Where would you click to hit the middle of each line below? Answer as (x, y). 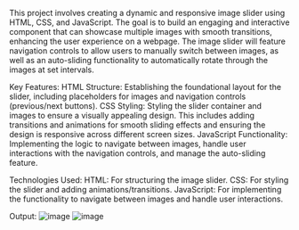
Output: (23, 216)
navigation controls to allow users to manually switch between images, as (144, 51)
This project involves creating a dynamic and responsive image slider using (147, 13)
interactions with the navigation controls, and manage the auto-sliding (137, 153)
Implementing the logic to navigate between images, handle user (128, 144)
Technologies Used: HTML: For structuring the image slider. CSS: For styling (149, 180)
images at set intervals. (52, 70)
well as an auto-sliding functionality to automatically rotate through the (139, 60)
